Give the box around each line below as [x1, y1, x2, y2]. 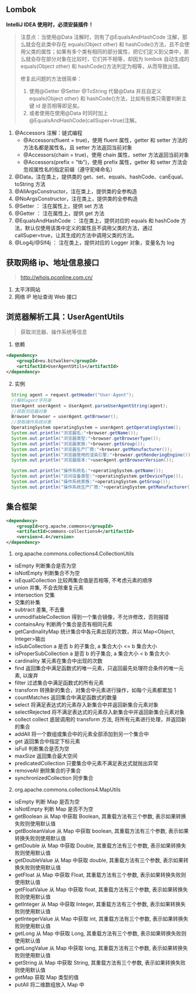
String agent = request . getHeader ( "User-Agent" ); [11, 392, 134, 397]
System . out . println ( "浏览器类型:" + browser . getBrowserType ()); [11, 436, 162, 441]
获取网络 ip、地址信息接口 [6, 258, 99, 268]
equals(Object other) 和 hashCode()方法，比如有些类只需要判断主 [29, 95, 187, 102]
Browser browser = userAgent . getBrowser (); [11, 414, 118, 420]
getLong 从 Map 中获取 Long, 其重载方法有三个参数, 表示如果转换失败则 [14, 930, 187, 937]
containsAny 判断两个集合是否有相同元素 [14, 621, 113, 628]
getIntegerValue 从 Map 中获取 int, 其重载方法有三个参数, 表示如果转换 [14, 916, 184, 922]
